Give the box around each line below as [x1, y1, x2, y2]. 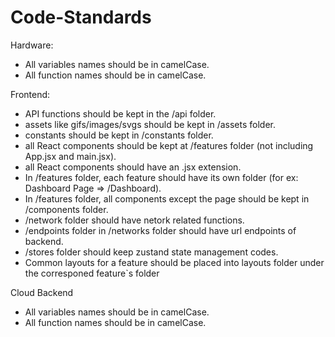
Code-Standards [10, 6, 152, 29]
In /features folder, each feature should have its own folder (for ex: [24, 171, 299, 183]
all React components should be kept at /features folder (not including [24, 139, 314, 151]
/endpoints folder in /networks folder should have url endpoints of [24, 224, 297, 236]
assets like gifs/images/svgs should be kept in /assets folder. [24, 118, 276, 130]
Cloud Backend [10, 286, 74, 298]
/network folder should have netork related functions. [24, 214, 245, 226]
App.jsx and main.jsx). [24, 150, 117, 162]
